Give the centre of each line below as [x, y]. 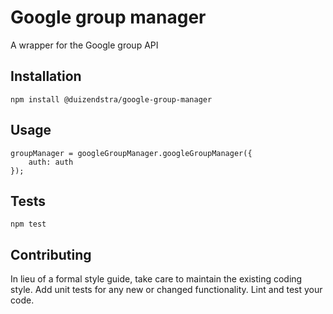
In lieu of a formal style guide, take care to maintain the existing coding [156, 279]
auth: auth [51, 162]
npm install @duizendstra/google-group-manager [111, 99]
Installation [46, 76]
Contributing [51, 254]
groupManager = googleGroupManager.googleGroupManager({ [131, 153]
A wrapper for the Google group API [84, 45]
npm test [28, 224]
